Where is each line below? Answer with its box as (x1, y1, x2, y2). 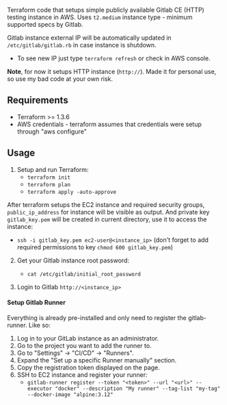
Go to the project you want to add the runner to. (16, 341, 152, 349)
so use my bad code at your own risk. (7, 75, 113, 83)
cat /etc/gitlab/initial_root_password (27, 271, 142, 278)
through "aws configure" (16, 127, 87, 136)
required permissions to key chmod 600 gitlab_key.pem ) (16, 243, 173, 251)
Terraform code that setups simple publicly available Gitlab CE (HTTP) (7, 6, 205, 14)
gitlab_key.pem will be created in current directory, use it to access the (7, 215, 207, 223)
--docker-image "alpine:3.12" (27, 391, 114, 398)
